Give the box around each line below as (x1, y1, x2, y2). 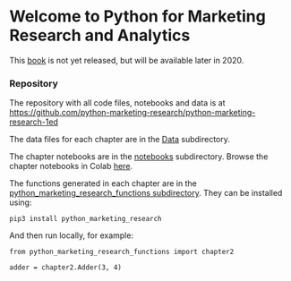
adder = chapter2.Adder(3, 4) (9, 263, 123, 272)
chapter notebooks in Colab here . (9, 161, 133, 172)
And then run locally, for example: (9, 230, 134, 241)
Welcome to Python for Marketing (9, 6, 266, 27)
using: (9, 197, 32, 208)
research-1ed (9, 116, 58, 127)
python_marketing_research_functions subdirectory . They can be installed (9, 188, 283, 199)
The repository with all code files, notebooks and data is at (9, 98, 226, 108)
